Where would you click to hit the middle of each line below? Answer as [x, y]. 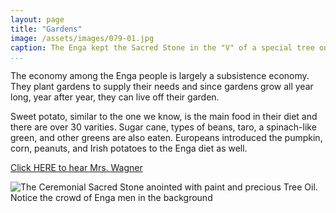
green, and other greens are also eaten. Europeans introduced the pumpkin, [166, 138]
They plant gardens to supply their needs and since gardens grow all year [162, 87]
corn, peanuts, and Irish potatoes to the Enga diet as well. [129, 148]
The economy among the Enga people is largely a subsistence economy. [160, 76]
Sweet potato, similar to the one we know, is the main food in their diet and [164, 117]
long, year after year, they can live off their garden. [115, 97]
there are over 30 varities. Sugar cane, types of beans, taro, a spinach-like [163, 127]
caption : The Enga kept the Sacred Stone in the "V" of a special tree [162, 47]
